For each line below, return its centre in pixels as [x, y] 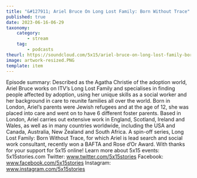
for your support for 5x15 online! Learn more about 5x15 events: [83, 151]
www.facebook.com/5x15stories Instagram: [59, 163]
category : [29, 33]
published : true [26, 17]
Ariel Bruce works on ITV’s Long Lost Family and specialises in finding [91, 89]
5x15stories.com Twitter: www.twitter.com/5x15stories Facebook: [85, 157]
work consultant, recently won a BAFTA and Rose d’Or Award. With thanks [96, 144]
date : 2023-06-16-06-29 [35, 22]
